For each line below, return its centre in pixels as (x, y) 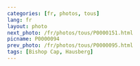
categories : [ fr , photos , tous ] (53, 13)
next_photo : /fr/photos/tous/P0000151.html (70, 33)
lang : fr (20, 20)
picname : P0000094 (33, 39)
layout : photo (27, 26)
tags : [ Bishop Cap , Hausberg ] (50, 52)
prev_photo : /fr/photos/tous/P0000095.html (70, 45)
